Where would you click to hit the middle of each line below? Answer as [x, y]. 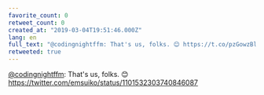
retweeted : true [35, 52]
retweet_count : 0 [37, 23]
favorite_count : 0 [38, 15]
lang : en [22, 37]
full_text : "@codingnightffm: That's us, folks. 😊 [94, 45]
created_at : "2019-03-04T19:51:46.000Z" [75, 30]
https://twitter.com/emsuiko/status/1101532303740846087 [103, 82]
